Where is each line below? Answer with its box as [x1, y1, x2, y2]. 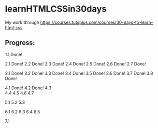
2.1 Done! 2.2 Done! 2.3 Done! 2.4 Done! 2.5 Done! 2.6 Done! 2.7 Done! [5, 61, 146, 66]
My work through [5, 19, 40, 25]
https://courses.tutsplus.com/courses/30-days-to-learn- [40, 19, 153, 25]
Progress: [5, 39, 35, 47]
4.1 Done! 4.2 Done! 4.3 [5, 85, 52, 91]
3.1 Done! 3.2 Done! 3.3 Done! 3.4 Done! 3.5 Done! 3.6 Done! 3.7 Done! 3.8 [5, 70, 153, 76]
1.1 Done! [5, 51, 23, 57]
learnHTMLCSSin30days [5, 3, 107, 15]
